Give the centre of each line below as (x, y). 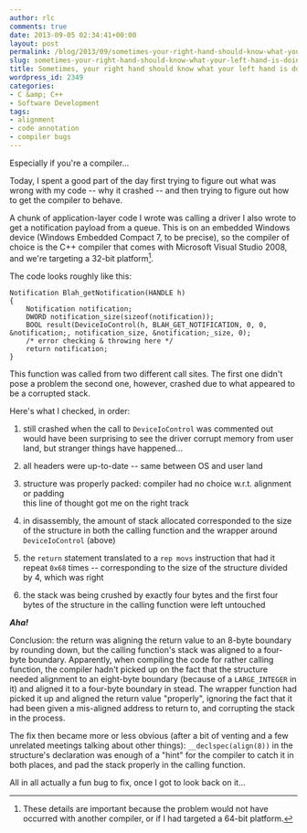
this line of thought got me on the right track (106, 503)
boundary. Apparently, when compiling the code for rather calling (151, 659)
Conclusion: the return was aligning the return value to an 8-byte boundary (151, 640)
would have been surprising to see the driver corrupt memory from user (158, 438)
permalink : (30, 52)
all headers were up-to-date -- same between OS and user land (143, 465)
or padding (43, 493)
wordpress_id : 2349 (47, 78)
